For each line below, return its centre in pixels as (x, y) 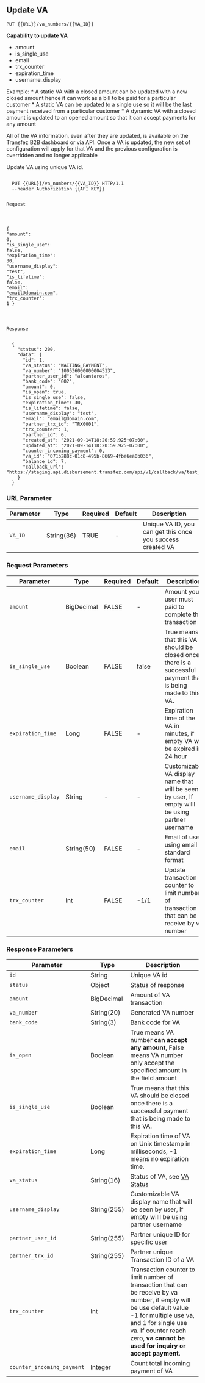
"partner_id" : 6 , (45, 435)
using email (181, 844)
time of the (180, 718)
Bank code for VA (155, 1022)
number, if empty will (160, 1300)
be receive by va (154, 1293)
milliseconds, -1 (154, 1151)
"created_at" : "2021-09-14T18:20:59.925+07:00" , (85, 440)
